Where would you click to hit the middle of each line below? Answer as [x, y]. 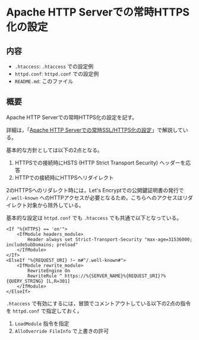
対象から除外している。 [55, 205]
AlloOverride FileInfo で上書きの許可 [62, 330]
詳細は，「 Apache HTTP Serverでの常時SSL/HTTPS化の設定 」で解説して [94, 130]
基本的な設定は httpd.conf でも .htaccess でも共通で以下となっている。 [94, 217]
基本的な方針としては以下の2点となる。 [54, 150]
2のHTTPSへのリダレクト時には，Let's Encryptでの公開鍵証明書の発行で [95, 190]
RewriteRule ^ [45, 276]
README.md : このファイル [44, 81]
